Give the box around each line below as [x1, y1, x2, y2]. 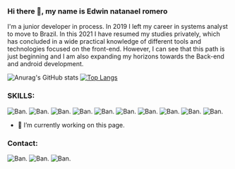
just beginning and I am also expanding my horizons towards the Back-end [7, 52, 224, 61]
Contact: [7, 138, 38, 148]
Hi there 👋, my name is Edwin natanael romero [7, 6, 168, 16]
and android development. [7, 60, 84, 68]
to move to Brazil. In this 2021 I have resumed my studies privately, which [7, 30, 220, 38]
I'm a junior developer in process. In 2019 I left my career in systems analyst [7, 23, 228, 31]
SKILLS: [7, 91, 35, 101]
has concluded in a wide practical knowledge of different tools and [7, 37, 202, 46]
